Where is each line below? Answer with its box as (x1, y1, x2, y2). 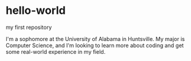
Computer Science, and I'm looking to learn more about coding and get (5, 42, 184, 49)
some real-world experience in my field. (5, 48, 106, 55)
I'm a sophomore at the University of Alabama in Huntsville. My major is (5, 35, 185, 42)
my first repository (5, 24, 52, 31)
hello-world (5, 4, 66, 18)
